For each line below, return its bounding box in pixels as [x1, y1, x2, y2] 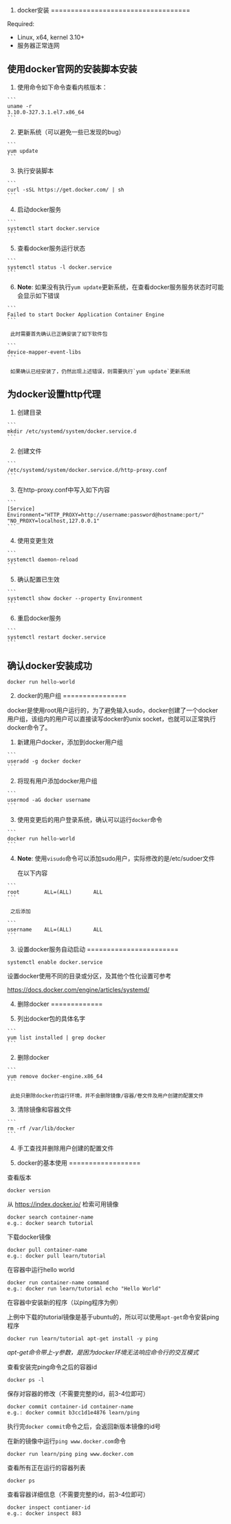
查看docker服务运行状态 [16, 244, 86, 252]
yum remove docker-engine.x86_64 [7, 1073, 103, 1080]
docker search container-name [7, 1214, 94, 1221]
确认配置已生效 [16, 575, 60, 584]
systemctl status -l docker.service [7, 264, 112, 271]
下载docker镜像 [7, 1233, 52, 1242]
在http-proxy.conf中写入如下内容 [16, 485, 110, 494]
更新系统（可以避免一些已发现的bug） [16, 127, 125, 136]
